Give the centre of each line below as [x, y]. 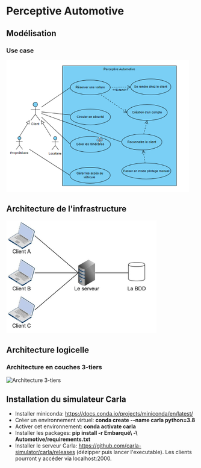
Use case [20, 51]
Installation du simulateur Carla [66, 399]
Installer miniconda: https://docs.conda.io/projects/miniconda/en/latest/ [104, 414]
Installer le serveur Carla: [46, 446]
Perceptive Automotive [65, 11]
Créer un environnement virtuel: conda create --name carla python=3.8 [105, 420]
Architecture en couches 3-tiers [54, 367]
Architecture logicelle [48, 350]
